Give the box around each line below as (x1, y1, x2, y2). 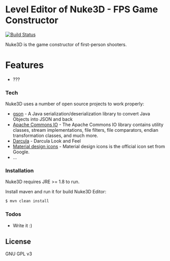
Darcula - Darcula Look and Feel (12, 138, 81, 144)
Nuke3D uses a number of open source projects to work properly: (5, 101, 144, 107)
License (5, 237, 31, 246)
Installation (5, 167, 34, 174)
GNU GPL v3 (5, 251, 32, 257)
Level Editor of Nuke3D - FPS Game (5, 4, 158, 15)
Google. (12, 149, 30, 155)
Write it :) (12, 222, 32, 229)
